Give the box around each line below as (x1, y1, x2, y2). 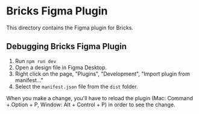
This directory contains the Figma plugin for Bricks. (6, 24, 134, 31)
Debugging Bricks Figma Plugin (6, 41, 127, 52)
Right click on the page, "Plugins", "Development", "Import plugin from (14, 70, 191, 77)
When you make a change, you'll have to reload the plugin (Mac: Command (6, 94, 194, 101)
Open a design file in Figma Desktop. (14, 64, 107, 71)
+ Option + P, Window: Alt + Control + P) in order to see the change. (6, 101, 176, 108)
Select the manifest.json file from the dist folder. (14, 83, 139, 90)
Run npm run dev (14, 57, 57, 64)
